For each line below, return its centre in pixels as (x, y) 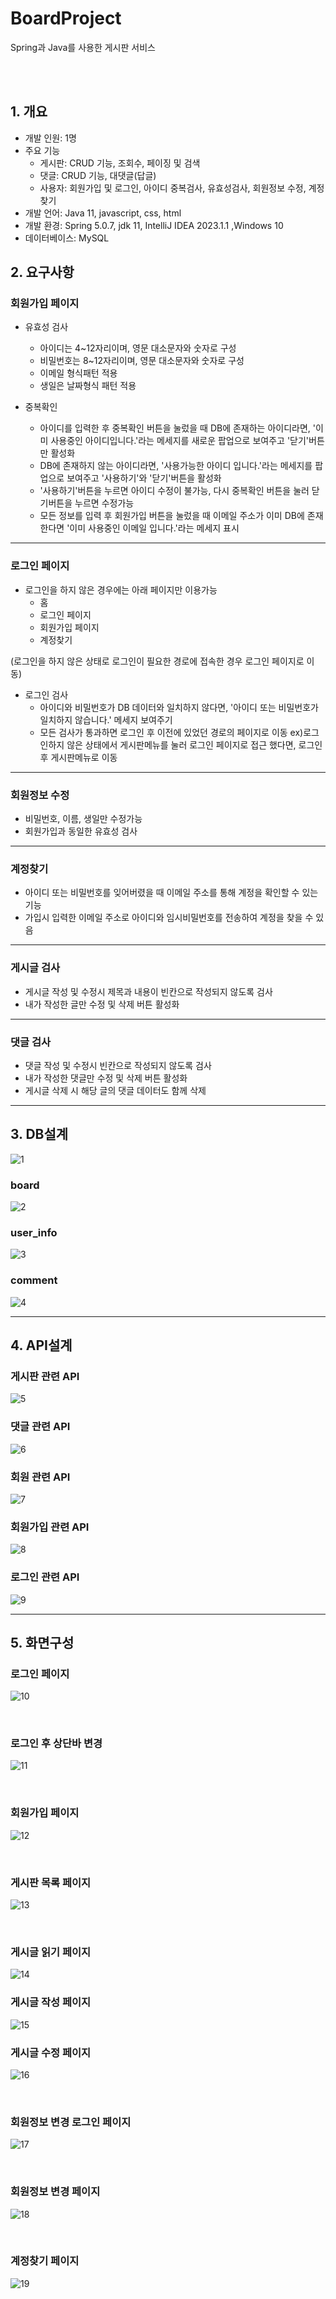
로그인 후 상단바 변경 (56, 1744)
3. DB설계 (39, 1134)
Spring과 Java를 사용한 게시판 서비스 (83, 47)
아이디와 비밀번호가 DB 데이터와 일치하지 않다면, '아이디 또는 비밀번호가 (179, 707)
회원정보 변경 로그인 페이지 (71, 2122)
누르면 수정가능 (104, 503)
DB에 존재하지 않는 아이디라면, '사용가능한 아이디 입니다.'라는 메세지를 (176, 466)
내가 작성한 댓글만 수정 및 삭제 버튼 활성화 (106, 1078)
